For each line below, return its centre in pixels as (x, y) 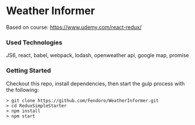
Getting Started (28, 71)
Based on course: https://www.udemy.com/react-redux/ (74, 27)
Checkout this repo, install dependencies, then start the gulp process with (95, 83)
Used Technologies (34, 42)
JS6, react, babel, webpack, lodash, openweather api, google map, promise (97, 55)
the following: (23, 90)
